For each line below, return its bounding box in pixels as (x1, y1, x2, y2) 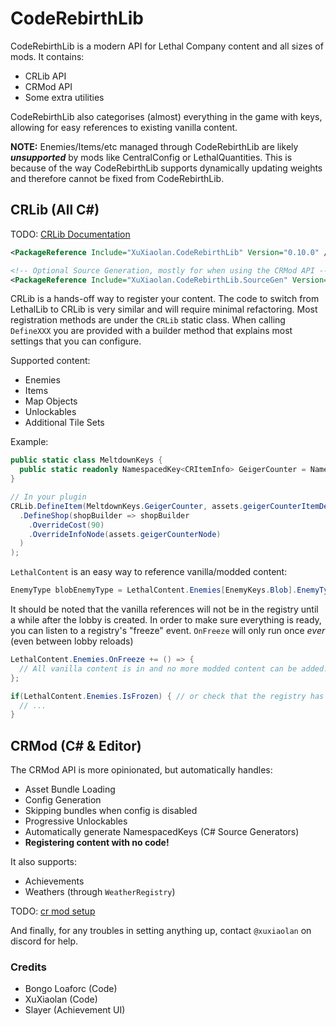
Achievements (24, 875, 85, 887)
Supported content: (10, 355, 91, 367)
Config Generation (24, 794, 102, 806)
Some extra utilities (24, 91, 105, 103)
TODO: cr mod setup (10, 905, 96, 917)
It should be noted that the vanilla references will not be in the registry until (10, 603, 319, 615)
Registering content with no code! (24, 837, 170, 849)
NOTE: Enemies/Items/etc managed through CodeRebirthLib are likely (10, 140, 299, 152)
